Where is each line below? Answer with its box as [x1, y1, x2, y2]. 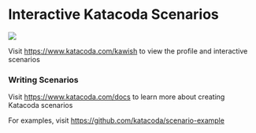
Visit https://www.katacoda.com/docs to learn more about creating [8, 92, 225, 102]
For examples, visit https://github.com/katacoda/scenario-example [8, 116, 224, 125]
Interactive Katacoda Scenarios [8, 6, 219, 24]
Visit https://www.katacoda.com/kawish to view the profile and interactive [8, 46, 248, 56]
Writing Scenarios [8, 74, 79, 85]
